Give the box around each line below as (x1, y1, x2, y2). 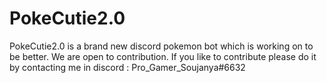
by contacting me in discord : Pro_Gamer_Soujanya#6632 (9, 61, 246, 73)
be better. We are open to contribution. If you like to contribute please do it (9, 50, 317, 62)
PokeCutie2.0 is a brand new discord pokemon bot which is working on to (9, 40, 314, 52)
